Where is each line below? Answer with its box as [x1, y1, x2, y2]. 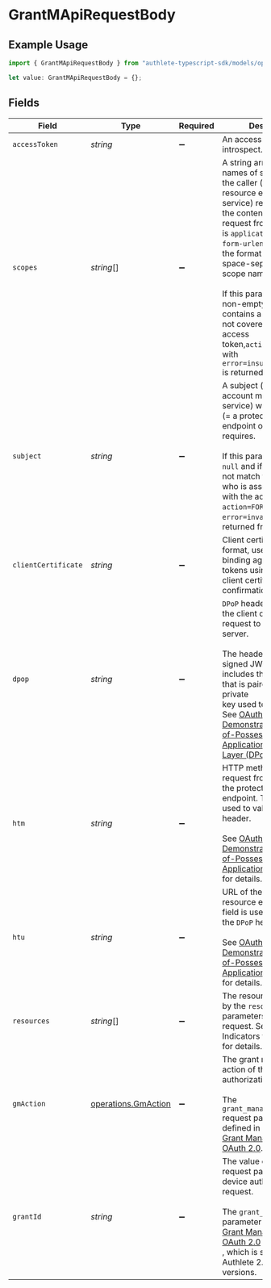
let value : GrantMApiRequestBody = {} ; [8, 73, 143, 82]
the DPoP [222, 916, 254, 927]
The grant [222, 1053, 260, 1064]
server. [222, 628, 249, 639]
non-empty [222, 298, 266, 309]
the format [222, 248, 262, 259]
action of [222, 1064, 256, 1075]
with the [222, 491, 253, 502]
